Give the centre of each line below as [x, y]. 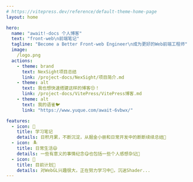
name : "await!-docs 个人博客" [47, 33]
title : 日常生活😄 [37, 148]
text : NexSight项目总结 [49, 71]
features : [18, 121]
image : [19, 50]
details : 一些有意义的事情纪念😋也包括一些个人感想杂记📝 [78, 154]
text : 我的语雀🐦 [41, 105]
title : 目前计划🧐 [36, 165]
